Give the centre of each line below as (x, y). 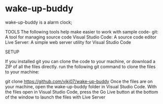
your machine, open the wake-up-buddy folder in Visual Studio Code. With (81, 86)
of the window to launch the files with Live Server (55, 97)
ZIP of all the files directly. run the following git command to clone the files (81, 67)
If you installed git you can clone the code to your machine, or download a (80, 61)
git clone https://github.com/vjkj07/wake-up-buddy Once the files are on (79, 81)
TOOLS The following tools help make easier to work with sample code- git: (82, 32)
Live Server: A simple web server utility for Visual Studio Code (68, 42)
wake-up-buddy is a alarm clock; (39, 22)
